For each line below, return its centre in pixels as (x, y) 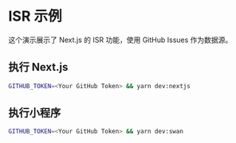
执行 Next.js (38, 67)
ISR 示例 (35, 16)
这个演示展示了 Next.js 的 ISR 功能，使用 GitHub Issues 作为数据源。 (120, 40)
